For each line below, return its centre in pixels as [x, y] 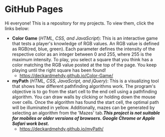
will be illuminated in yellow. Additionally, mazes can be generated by [83, 107]
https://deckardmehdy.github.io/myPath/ [61, 128]
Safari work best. [31, 123]
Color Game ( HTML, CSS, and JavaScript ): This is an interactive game [85, 38]
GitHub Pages [34, 9]
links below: [17, 28]
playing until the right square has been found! [59, 70]
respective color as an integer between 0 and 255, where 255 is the [82, 54]
